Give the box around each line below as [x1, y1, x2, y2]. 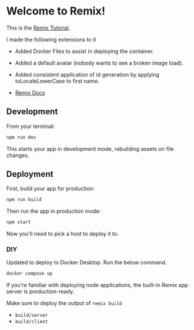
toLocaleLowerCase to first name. [15, 77, 100, 84]
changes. [6, 151, 30, 159]
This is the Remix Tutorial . [6, 24, 71, 31]
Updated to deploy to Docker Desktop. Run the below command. [6, 259, 167, 266]
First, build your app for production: [6, 185, 95, 192]
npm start [6, 219, 31, 226]
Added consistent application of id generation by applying [15, 71, 160, 78]
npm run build [6, 197, 42, 203]
